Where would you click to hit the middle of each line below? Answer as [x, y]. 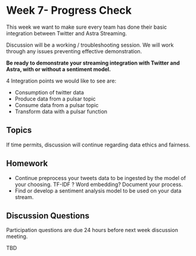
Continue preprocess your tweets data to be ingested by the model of [100, 178]
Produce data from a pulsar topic [55, 99]
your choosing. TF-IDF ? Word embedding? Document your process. [99, 184]
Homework [27, 164]
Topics [19, 130]
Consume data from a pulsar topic [57, 105]
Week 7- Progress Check [69, 10]
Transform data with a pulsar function [61, 111]
